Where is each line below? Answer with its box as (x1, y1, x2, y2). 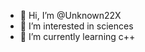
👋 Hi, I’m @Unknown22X (19, 10, 122, 21)
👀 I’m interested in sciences (19, 20, 134, 32)
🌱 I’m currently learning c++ (19, 31, 136, 42)
